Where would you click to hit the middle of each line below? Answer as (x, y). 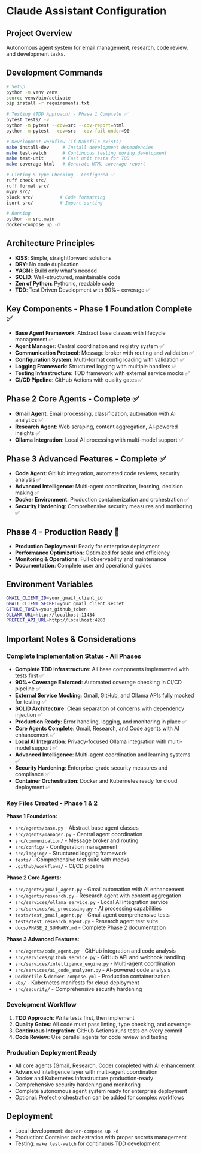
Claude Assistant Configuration (86, 11)
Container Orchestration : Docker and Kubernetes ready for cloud (96, 781)
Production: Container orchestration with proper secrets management (101, 1137)
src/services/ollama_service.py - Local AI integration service (92, 902)
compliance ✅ (32, 774)
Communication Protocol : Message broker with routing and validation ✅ (104, 353)
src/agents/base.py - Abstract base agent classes (77, 828)
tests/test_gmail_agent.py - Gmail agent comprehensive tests (92, 915)
